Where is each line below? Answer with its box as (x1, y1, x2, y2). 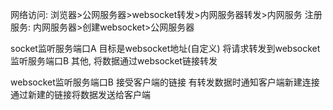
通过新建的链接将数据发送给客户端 (10, 89, 151, 100)
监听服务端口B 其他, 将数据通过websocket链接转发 (10, 55, 218, 67)
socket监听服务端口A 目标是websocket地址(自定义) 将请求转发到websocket (10, 43, 321, 54)
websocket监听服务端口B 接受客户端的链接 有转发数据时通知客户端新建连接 (10, 76, 320, 88)
